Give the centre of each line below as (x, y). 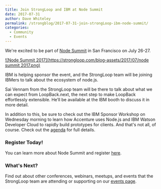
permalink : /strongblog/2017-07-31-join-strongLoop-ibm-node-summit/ (77, 23)
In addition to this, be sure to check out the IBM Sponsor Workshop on (75, 114)
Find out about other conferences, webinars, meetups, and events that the (79, 176)
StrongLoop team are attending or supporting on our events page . (71, 181)
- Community (22, 32)
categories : (17, 28)
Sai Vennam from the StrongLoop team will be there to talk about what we (79, 89)
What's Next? (21, 166)
